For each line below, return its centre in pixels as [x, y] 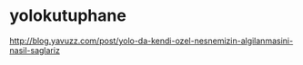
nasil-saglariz [35, 50]
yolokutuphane [68, 16]
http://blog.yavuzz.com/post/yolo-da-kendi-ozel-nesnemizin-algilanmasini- [151, 41]
